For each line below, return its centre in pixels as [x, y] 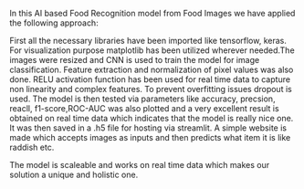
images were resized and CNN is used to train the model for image [135, 60]
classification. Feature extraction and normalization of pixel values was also [152, 69]
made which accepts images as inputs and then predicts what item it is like [150, 137]
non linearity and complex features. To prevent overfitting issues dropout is [151, 89]
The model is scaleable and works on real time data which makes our [140, 165]
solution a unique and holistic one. [74, 174]
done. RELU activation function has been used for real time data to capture [150, 79]
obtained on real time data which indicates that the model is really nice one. [152, 118]
